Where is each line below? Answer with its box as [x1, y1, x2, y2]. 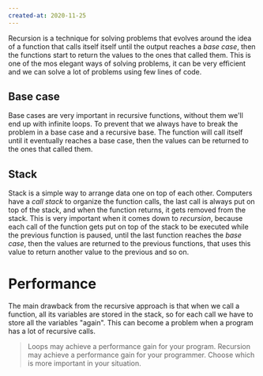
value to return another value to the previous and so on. [8, 247, 190, 257]
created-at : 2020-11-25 [8, 11, 87, 20]
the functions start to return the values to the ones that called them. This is [8, 50, 251, 59]
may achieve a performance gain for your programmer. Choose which [27, 350, 255, 360]
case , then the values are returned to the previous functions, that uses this [8, 239, 251, 249]
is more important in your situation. [27, 359, 141, 368]
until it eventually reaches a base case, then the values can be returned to [8, 136, 249, 146]
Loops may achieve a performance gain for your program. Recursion [27, 342, 251, 351]
